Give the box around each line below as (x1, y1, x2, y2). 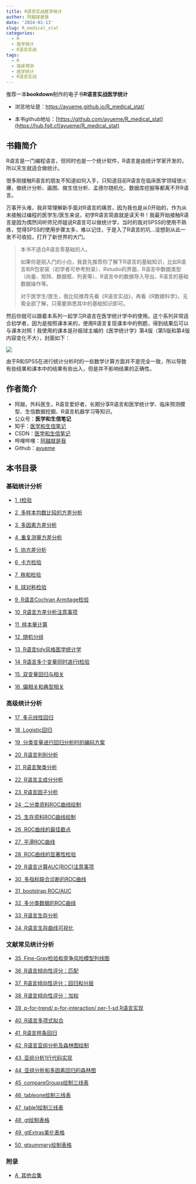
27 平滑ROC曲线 (14, 838, 56, 845)
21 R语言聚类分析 (14, 764, 57, 771)
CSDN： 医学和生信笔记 (14, 430, 71, 437)
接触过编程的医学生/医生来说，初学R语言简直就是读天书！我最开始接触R (11, 211, 184, 218)
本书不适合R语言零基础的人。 (20, 245, 91, 252)
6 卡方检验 (14, 559, 42, 566)
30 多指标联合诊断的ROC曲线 (14, 875, 87, 882)
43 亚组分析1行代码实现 (14, 1055, 73, 1062)
